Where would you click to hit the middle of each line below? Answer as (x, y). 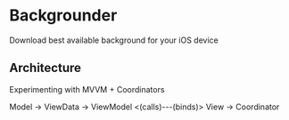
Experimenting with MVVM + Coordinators (87, 89)
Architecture (45, 68)
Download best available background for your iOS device (114, 40)
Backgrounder (63, 16)
